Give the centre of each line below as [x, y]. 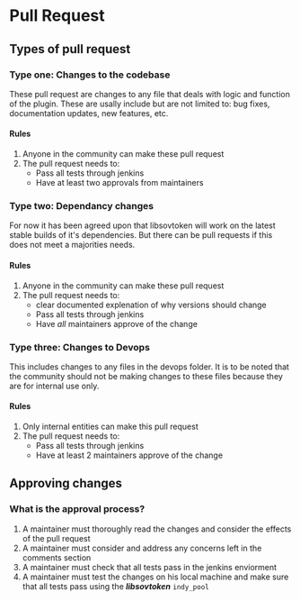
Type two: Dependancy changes [82, 206]
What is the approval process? [77, 509]
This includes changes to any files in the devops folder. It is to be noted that [150, 367]
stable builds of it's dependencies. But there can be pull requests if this [141, 235]
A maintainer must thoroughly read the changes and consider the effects [157, 529]
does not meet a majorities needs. [72, 245]
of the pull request [57, 538]
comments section [57, 557]
